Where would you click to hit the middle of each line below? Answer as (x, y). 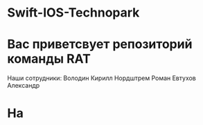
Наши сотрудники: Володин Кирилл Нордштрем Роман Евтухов (101, 78)
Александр (24, 86)
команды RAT (49, 59)
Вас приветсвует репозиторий (100, 45)
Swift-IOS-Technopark (73, 13)
